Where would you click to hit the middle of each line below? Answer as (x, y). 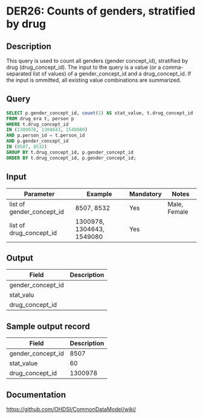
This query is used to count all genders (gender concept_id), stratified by (97, 61)
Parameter (39, 193)
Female (178, 212)
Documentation (36, 395)
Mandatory (145, 193)
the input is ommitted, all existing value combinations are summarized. (94, 80)
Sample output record (48, 326)
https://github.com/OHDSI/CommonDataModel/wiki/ (71, 409)
